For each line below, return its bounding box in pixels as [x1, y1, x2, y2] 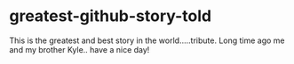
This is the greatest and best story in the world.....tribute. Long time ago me [9, 35, 286, 46]
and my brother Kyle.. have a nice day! [9, 44, 150, 54]
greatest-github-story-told [9, 6, 211, 26]
